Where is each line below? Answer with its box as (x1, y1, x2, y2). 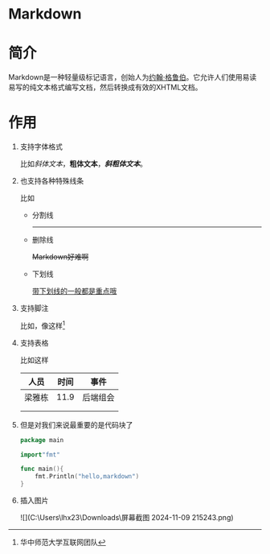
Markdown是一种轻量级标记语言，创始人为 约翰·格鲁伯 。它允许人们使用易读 (8, 72, 257, 82)
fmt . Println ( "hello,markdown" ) (35, 473, 140, 481)
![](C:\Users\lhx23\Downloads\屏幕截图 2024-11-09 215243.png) (19, 513, 235, 523)
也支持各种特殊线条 (19, 176, 84, 186)
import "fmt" (19, 450, 60, 459)
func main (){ (19, 465, 64, 473)
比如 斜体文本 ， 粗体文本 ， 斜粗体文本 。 (19, 159, 147, 169)
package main (19, 436, 64, 444)
